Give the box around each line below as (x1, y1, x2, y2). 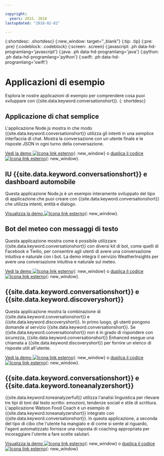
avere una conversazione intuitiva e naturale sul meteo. (5, 258, 117, 264)
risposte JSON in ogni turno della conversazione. (5, 141, 104, 147)
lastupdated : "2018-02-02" (5, 21, 60, 26)
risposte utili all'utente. (5, 345, 51, 351)
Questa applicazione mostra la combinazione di (5, 308, 101, 314)
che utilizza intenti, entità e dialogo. (5, 201, 77, 207)
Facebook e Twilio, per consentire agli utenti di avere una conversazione (5, 248, 151, 254)
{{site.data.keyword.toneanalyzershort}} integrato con (5, 410, 114, 416)
